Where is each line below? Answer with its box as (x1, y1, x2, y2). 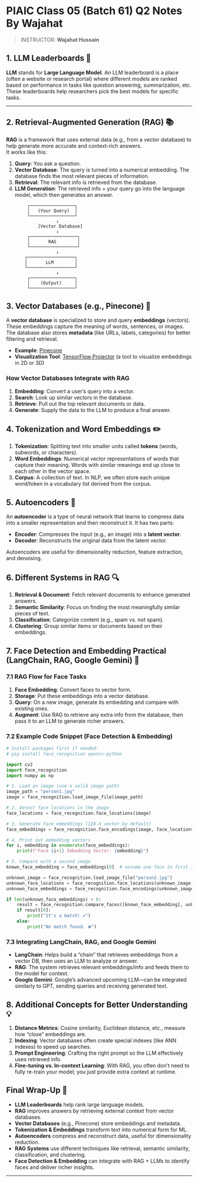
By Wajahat (6, 17, 63, 30)
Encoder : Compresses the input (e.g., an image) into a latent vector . (14, 531, 181, 538)
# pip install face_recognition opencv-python (6, 750, 123, 757)
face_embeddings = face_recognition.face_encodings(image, (6, 827, 154, 832)
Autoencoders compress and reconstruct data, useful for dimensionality (14, 1132, 192, 1139)
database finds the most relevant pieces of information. (14, 172, 150, 179)
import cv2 (6, 762, 33, 768)
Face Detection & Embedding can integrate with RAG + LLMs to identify (14, 1157, 190, 1164)
